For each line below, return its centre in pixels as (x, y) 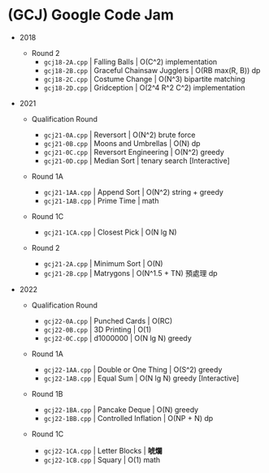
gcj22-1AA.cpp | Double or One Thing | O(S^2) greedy (133, 369)
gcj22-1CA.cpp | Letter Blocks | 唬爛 (103, 450)
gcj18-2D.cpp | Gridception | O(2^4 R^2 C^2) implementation (144, 88)
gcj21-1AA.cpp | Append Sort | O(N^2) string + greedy (134, 191)
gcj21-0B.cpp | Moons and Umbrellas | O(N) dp (122, 143)
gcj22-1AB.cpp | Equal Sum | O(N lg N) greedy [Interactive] (141, 378)
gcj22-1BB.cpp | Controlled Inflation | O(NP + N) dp (128, 418)
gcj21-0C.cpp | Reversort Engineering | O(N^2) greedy (134, 152)
